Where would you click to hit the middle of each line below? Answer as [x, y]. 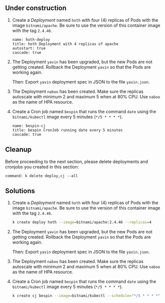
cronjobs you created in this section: [42, 167]
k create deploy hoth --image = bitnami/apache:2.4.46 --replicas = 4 [82, 222]
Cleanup [18, 150]
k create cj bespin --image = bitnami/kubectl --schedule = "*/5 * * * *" [86, 296]
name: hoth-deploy [31, 40]
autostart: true [29, 48]
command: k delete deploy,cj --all [42, 176]
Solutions [20, 191]
